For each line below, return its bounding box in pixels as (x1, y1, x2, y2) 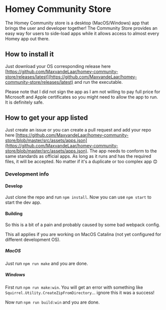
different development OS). (5, 237, 61, 243)
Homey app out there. (5, 36, 50, 42)
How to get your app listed (5, 114, 88, 122)
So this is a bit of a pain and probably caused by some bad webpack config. (5, 222, 161, 228)
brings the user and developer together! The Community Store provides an (5, 25, 158, 31)
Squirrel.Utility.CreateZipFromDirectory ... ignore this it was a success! (5, 289, 155, 296)
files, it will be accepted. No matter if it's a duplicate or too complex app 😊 (5, 158, 158, 164)
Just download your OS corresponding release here (5, 63, 111, 69)
